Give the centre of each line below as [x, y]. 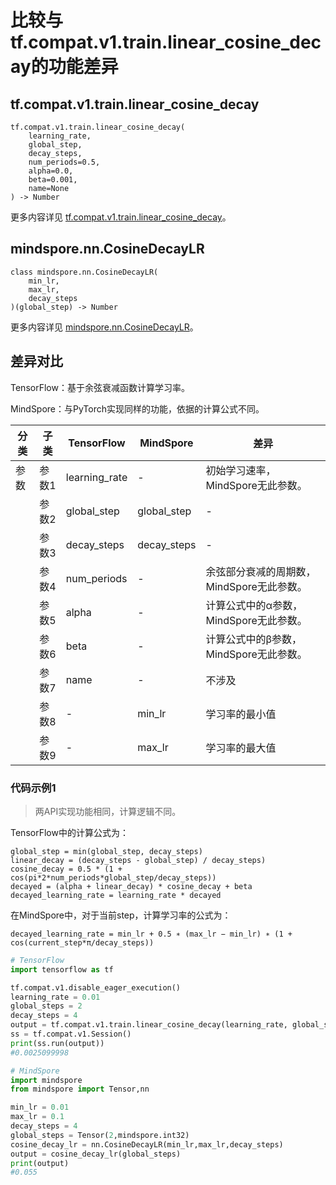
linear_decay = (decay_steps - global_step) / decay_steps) [138, 860]
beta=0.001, [53, 180]
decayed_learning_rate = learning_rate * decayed [116, 895]
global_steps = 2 [46, 1006]
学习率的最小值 [241, 714]
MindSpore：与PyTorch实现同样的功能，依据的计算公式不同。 [137, 408]
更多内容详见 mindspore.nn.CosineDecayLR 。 [104, 327]
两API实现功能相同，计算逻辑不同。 [108, 811]
